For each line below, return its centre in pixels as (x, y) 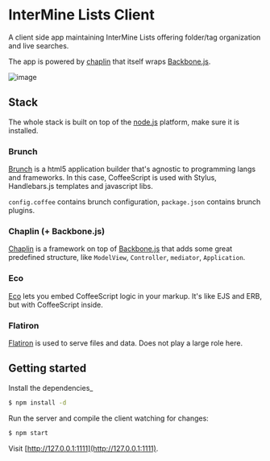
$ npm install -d (37, 402)
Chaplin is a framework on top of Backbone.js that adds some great (120, 249)
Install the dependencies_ (51, 388)
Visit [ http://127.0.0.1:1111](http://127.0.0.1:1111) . (83, 448)
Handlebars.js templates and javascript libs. (81, 186)
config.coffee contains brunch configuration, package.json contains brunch (135, 202)
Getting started (48, 369)
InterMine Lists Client (81, 15)
